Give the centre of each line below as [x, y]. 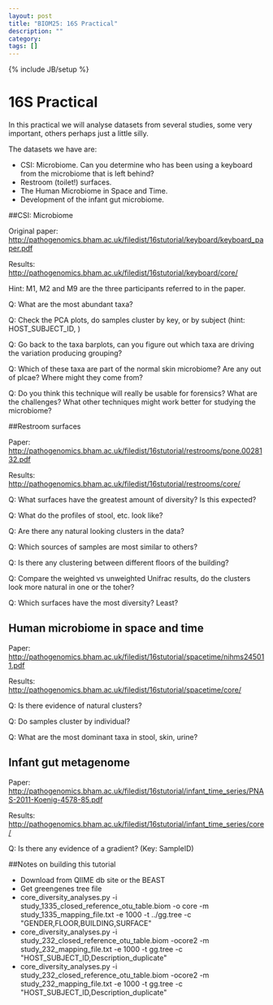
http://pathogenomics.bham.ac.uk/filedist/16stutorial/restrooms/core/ [125, 484]
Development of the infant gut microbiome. [92, 199]
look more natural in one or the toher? [71, 588]
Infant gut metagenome [69, 763]
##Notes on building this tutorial [62, 864]
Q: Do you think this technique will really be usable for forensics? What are [133, 393]
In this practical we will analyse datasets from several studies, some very [130, 125]
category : [25, 39]
